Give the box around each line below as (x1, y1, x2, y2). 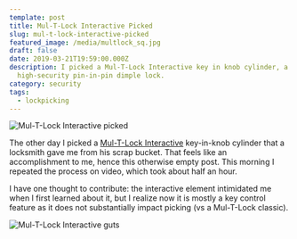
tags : (9, 87, 29, 96)
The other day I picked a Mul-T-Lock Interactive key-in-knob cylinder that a (9, 137, 285, 148)
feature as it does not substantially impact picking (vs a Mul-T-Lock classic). (9, 202, 289, 213)
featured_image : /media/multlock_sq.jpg (9, 37, 162, 47)
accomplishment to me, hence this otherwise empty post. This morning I (9, 157, 275, 168)
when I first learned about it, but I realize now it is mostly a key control (9, 193, 267, 203)
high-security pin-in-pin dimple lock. (17, 71, 165, 80)
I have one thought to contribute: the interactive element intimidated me (9, 184, 272, 194)
